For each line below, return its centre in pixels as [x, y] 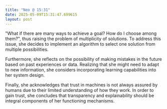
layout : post [19, 19]
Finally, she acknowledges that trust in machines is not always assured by [81, 85]
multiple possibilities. [27, 49]
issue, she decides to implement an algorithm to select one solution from [80, 44]
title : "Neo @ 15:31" [28, 10]
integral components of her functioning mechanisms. [60, 101]
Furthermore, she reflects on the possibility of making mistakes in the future [83, 59]
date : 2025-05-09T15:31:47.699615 [41, 15]
